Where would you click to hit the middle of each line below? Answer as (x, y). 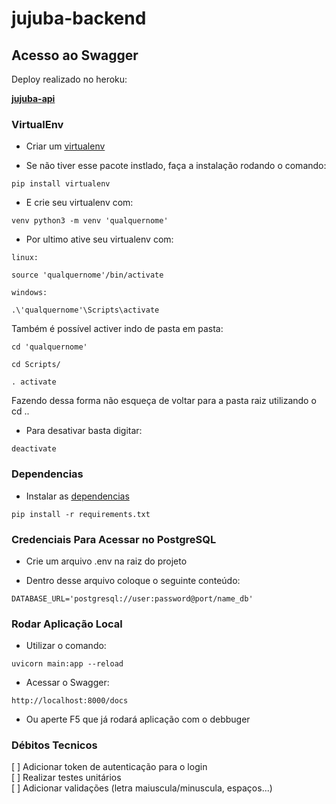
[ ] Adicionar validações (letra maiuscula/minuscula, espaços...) (142, 788)
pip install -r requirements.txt (81, 514)
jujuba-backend (79, 18)
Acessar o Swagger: (67, 683)
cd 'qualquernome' (49, 347)
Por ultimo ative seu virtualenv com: (99, 239)
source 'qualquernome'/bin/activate (87, 275)
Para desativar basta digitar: (84, 431)
